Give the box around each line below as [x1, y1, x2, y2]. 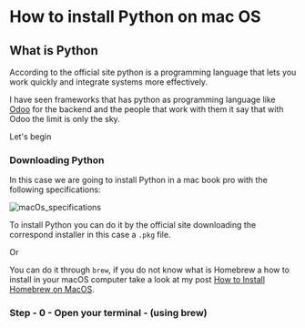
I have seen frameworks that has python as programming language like [9, 94, 276, 105]
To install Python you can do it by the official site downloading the [9, 220, 257, 231]
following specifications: [9, 184, 101, 195]
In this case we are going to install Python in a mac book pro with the [9, 175, 269, 186]
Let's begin [9, 131, 52, 142]
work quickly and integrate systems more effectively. [9, 77, 208, 87]
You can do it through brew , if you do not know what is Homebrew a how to [9, 264, 290, 275]
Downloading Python [9, 153, 105, 166]
